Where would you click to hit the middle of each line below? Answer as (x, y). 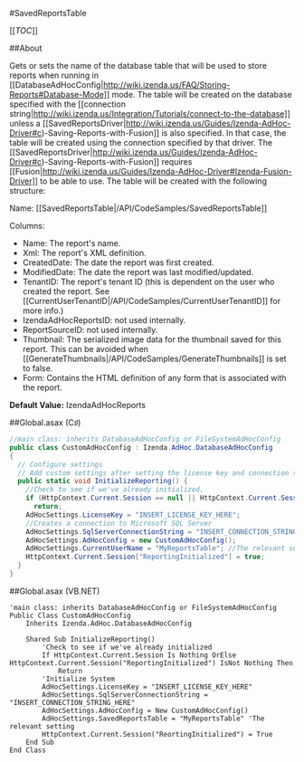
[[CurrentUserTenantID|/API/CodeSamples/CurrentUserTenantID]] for (152, 301)
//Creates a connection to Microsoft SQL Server (119, 523)
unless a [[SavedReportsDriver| (68, 123)
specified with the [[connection (68, 104)
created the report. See (66, 291)
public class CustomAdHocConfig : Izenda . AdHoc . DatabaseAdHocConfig (141, 447)
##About (26, 48)
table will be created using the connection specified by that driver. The (141, 143)
